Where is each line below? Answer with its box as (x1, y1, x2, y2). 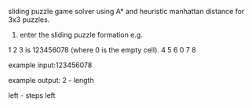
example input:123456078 (8, 60, 93, 70)
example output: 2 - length (8, 76, 94, 85)
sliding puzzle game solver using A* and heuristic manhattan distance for (8, 7, 245, 16)
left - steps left (8, 91, 56, 100)
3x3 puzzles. (8, 15, 50, 24)
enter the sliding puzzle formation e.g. (19, 31, 143, 39)
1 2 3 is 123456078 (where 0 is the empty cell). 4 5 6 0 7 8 (8, 45, 196, 54)
